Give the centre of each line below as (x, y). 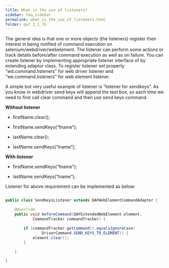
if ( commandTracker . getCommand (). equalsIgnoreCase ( (80, 228)
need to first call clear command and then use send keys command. (76, 98)
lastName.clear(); (31, 137)
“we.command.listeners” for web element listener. (58, 77)
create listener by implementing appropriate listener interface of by (76, 60)
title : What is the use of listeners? (46, 10)
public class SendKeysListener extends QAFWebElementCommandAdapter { (82, 200)
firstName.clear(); (31, 117)
